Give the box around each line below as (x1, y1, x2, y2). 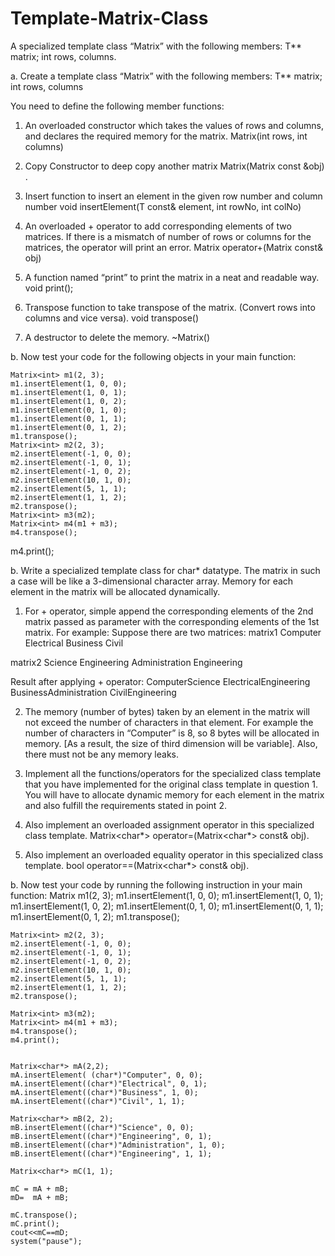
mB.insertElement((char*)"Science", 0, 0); (10, 1122, 195, 1132)
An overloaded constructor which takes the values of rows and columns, (24, 119, 324, 131)
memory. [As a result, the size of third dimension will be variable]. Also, (24, 737, 318, 749)
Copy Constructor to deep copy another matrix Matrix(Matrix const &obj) (24, 160, 325, 172)
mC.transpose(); (10, 1210, 78, 1220)
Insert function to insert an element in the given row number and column (24, 190, 323, 202)
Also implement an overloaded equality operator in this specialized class (24, 848, 324, 861)
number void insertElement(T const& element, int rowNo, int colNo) (24, 200, 302, 212)
